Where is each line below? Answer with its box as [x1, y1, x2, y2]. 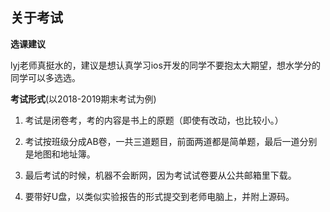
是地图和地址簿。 [24, 148, 96, 160]
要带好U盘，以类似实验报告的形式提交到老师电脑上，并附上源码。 [24, 190, 295, 202]
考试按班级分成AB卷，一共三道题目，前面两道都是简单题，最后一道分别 [24, 135, 318, 147]
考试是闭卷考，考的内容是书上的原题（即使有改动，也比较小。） [24, 114, 284, 126]
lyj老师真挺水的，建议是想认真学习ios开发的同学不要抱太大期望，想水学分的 [10, 59, 321, 71]
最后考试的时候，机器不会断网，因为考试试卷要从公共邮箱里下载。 [24, 169, 297, 181]
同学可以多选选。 [10, 71, 81, 83]
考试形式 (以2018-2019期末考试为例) [10, 93, 157, 105]
